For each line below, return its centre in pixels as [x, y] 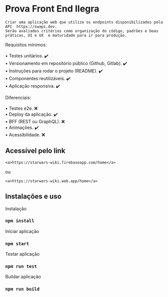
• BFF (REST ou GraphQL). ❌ [35, 121]
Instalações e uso [33, 197]
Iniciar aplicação [22, 231]
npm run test [21, 267]
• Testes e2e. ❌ [21, 108]
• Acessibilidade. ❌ [25, 134]
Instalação [16, 208]
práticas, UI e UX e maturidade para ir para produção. [66, 35]
